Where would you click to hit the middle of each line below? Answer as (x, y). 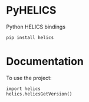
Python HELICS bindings (36, 27)
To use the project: (29, 78)
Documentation (45, 61)
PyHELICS (31, 10)
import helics (24, 89)
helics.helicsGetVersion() (39, 94)
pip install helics (30, 37)
